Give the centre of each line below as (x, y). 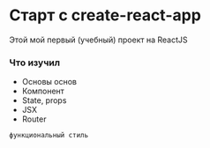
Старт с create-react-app (105, 15)
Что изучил (34, 63)
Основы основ (49, 82)
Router (34, 119)
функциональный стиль (49, 136)
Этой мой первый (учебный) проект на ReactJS (98, 40)
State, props (44, 100)
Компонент (43, 91)
